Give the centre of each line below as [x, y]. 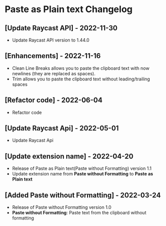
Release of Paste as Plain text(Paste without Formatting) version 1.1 [82, 168]
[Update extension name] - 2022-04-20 [69, 156]
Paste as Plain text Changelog [69, 9]
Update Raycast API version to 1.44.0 [51, 40]
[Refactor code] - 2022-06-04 [54, 100]
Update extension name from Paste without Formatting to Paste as [82, 174]
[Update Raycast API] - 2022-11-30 [61, 28]
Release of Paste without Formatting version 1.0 [62, 207]
